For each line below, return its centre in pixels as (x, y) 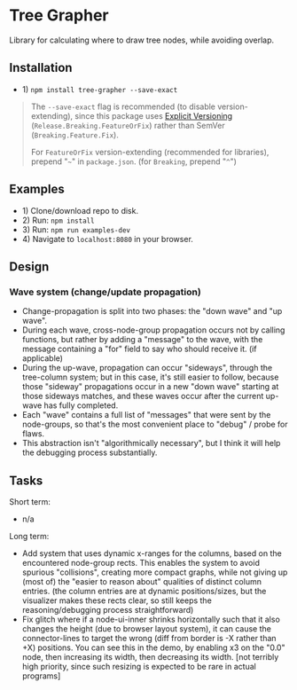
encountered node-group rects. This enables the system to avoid (141, 563)
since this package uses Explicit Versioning (154, 115)
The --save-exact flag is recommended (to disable (123, 106)
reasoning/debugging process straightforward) (108, 610)
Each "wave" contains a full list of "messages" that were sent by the (146, 415)
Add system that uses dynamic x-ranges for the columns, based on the (152, 553)
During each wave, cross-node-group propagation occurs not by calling (153, 330)
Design (29, 267)
